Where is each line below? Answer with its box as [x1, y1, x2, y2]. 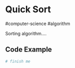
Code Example [5, 45, 52, 54]
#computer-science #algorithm [5, 20, 70, 27]
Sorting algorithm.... [5, 30, 47, 36]
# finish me [5, 59, 30, 64]
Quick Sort [5, 4, 51, 15]
